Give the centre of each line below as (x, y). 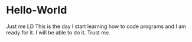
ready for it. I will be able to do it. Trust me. (58, 32)
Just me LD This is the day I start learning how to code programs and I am (96, 26)
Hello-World (37, 10)
